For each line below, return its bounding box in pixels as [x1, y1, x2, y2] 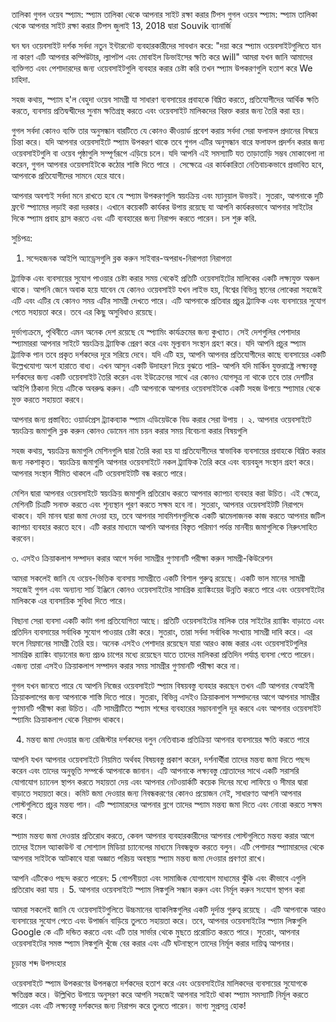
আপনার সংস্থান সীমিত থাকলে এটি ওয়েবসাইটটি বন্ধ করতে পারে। [11, 467, 189, 479]
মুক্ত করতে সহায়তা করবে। [11, 394, 86, 405]
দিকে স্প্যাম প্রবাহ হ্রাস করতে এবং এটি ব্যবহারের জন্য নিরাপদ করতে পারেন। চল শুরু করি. [11, 212, 258, 224]
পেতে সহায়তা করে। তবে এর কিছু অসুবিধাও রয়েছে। [11, 306, 159, 318]
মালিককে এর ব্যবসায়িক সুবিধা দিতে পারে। [11, 595, 128, 606]
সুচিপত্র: [11, 232, 33, 244]
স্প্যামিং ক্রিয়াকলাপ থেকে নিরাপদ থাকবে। [11, 714, 126, 725]
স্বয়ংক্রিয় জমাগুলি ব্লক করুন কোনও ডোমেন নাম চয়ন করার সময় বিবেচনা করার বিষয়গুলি [11, 425, 248, 436]
